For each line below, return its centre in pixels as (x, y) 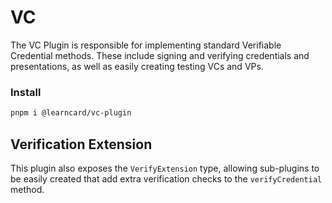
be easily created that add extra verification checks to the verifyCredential (166, 178)
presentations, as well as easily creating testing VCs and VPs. (137, 66)
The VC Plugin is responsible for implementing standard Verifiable (146, 45)
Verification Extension (81, 144)
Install (26, 92)
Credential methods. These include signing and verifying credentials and (160, 55)
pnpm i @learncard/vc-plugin (71, 113)
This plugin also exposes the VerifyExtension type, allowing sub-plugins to (165, 168)
